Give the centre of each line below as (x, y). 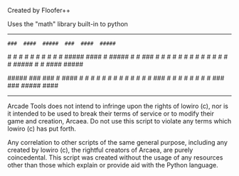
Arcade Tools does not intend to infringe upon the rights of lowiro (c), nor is (118, 106)
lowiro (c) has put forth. (42, 128)
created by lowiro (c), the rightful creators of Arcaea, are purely (100, 150)
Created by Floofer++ (39, 10)
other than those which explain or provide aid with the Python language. (113, 165)
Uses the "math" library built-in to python (68, 24)
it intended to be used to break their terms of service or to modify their (111, 114)
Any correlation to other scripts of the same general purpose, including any (117, 142)
